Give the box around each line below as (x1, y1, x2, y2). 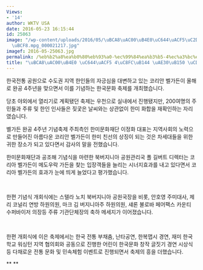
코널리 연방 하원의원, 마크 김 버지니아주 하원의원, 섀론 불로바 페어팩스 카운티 (12, 200, 192, 208)
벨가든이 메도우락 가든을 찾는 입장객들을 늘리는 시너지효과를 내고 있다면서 (17, 161, 190, 168)
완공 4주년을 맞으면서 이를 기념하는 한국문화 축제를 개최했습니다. (12, 84, 165, 91)
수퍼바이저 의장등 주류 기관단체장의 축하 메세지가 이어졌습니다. (6, 208, 153, 216)
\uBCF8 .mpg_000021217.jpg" (11, 43, 80, 49)
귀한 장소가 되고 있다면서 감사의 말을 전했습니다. (6, 140, 120, 148)
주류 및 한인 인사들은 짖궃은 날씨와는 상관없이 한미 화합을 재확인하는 (22, 105, 182, 112)
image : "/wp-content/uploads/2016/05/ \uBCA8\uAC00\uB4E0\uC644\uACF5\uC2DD (6, 37, 201, 43)
